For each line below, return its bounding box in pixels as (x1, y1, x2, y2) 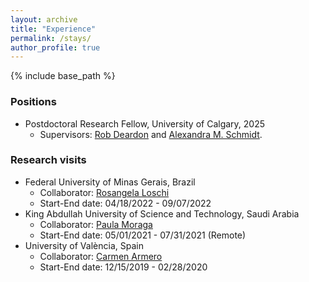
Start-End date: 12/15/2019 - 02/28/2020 (39, 261, 208, 273)
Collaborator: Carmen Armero (39, 250, 163, 262)
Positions (10, 95, 57, 109)
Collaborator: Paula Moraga (39, 218, 153, 230)
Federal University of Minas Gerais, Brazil (24, 176, 196, 188)
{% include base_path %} (10, 70, 116, 82)
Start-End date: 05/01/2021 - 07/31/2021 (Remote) (39, 229, 247, 241)
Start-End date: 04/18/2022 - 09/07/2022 (39, 197, 212, 209)
